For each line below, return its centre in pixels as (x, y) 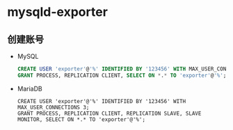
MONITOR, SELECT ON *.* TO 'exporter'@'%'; (81, 119)
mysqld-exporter (57, 12)
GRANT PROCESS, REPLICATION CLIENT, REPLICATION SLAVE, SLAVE (109, 113)
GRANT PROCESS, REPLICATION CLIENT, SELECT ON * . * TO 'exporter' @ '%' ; (122, 75)
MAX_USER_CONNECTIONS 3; (53, 107)
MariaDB (30, 89)
